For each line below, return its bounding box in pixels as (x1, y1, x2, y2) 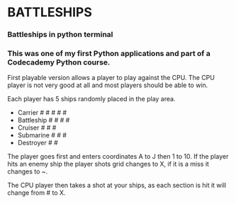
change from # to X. (7, 188, 66, 197)
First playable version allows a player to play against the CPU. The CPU (7, 74, 215, 82)
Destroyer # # (17, 139, 58, 147)
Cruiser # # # (17, 123, 57, 132)
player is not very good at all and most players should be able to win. (7, 81, 208, 89)
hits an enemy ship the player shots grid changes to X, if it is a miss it (7, 160, 209, 169)
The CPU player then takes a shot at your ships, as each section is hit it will (7, 181, 227, 190)
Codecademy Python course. (7, 57, 111, 67)
